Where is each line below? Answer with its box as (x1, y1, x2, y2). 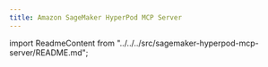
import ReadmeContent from (9, 38, 115, 48)
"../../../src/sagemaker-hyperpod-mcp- (116, 38, 259, 48)
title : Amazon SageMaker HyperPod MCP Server (9, 13, 182, 22)
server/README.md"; (9, 46, 89, 58)
